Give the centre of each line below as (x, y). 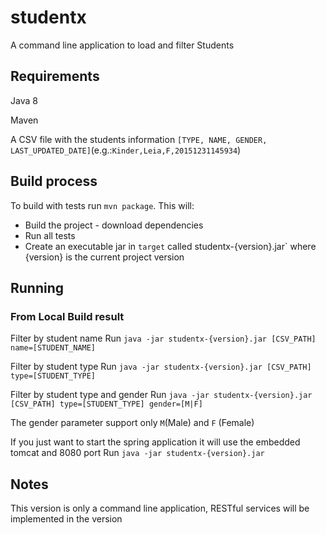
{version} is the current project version (104, 257)
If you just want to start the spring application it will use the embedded (155, 442)
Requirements (55, 76)
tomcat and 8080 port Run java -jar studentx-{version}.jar (137, 453)
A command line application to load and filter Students (122, 45)
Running (37, 287)
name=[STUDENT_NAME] (53, 348)
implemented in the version (66, 519)
